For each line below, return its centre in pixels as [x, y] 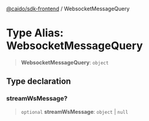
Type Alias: [35, 33]
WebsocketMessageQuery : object [65, 62]
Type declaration [38, 82]
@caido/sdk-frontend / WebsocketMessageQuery [68, 9]
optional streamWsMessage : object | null [74, 111]
